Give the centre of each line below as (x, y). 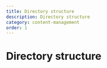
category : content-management (43, 22)
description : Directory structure (48, 17)
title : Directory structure (40, 11)
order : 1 (17, 28)
